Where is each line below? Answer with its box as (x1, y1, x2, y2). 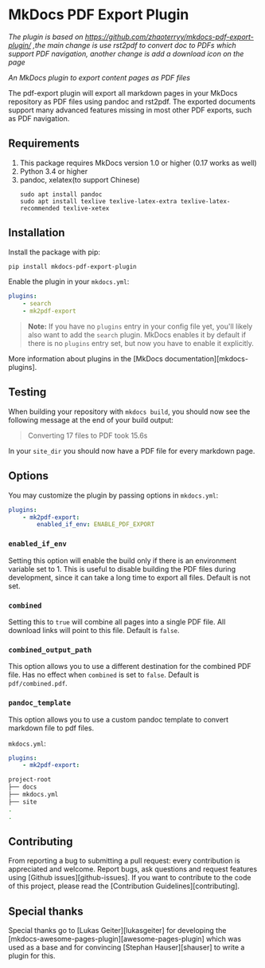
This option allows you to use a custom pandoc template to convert (8, 714, 229, 724)
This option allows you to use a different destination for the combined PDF (8, 662, 252, 671)
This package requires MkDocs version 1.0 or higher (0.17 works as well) (19, 158, 257, 167)
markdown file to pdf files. (8, 723, 95, 733)
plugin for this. (8, 951, 56, 961)
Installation (8, 226, 65, 240)
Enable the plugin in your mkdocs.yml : (8, 277, 130, 286)
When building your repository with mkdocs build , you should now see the (8, 407, 251, 416)
